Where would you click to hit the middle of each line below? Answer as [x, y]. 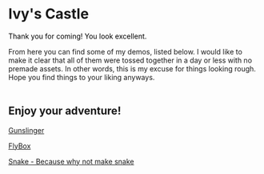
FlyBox [20, 146]
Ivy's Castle [49, 14]
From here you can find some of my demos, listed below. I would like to [125, 51]
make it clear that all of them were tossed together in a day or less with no [130, 60]
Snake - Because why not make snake [71, 161]
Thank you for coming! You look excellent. [78, 36]
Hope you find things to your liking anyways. [82, 77]
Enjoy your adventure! [65, 111]
